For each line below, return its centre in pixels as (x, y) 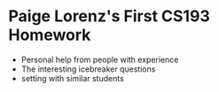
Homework (50, 35)
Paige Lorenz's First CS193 (109, 16)
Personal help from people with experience (100, 59)
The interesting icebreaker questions (88, 69)
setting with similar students (73, 78)
